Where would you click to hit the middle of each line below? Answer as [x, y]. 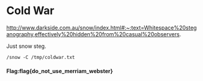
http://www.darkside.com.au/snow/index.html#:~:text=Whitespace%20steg [102, 28]
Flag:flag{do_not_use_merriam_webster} [60, 71]
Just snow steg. [26, 46]
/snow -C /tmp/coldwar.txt [41, 57]
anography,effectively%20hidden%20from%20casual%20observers [93, 34]
